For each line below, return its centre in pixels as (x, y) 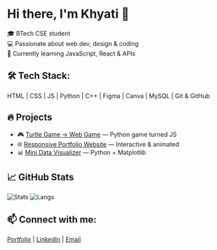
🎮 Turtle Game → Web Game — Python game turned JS (97, 134)
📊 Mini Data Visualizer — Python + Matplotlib (81, 152)
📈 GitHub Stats (41, 177)
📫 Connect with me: (52, 220)
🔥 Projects (30, 117)
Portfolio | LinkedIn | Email (44, 240)
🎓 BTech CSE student (39, 33)
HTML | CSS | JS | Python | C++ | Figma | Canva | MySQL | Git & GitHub (109, 96)
